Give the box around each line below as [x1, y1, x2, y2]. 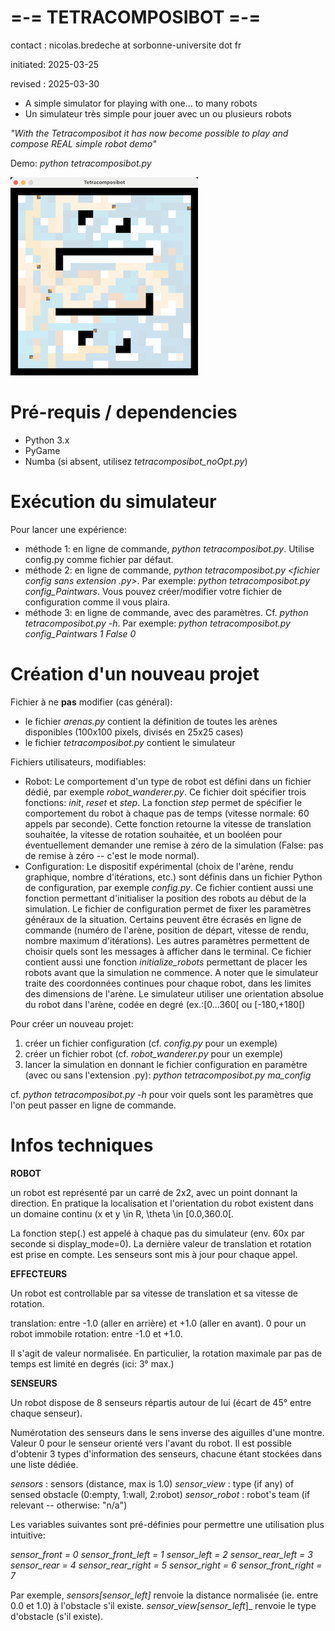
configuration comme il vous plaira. [24, 596, 171, 608]
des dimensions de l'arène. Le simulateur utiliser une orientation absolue [24, 987, 324, 1000]
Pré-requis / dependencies [10, 401, 238, 424]
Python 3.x [24, 434, 70, 446]
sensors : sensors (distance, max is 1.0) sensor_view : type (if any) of [10, 1477, 295, 1490]
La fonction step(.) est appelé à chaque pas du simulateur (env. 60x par [10, 1227, 305, 1239]
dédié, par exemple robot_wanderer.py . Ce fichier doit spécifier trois [24, 786, 307, 798]
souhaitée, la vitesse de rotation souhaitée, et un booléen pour [24, 828, 283, 840]
